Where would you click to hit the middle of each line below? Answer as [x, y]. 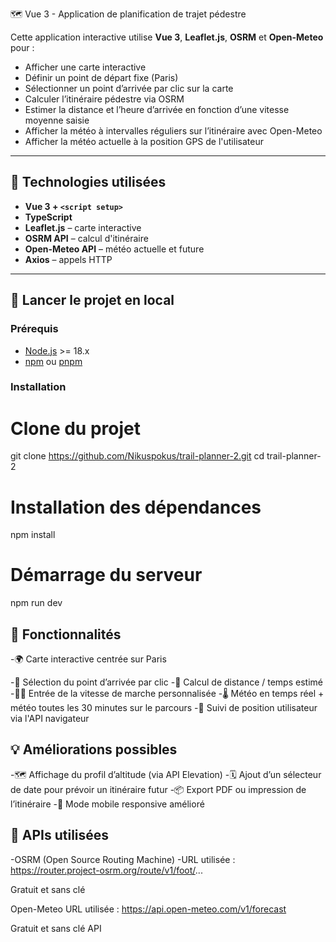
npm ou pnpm [53, 361]
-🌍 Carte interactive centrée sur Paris [88, 659]
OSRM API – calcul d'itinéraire [86, 238]
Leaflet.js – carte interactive [83, 227]
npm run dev [36, 603]
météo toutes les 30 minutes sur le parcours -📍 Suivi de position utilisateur [164, 708]
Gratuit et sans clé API [56, 928]
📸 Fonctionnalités [66, 634]
